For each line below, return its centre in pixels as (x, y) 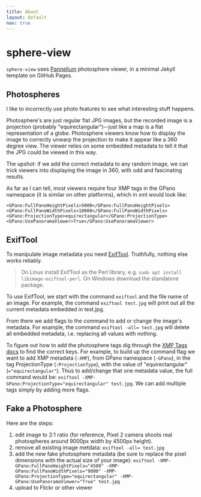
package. (32, 285)
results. (16, 177)
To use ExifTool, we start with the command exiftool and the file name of (97, 296)
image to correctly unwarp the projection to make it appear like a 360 (92, 140)
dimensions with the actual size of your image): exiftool (85, 460)
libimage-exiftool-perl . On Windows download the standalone (100, 278)
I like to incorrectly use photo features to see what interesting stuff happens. (100, 109)
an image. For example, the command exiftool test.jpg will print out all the (100, 303)
